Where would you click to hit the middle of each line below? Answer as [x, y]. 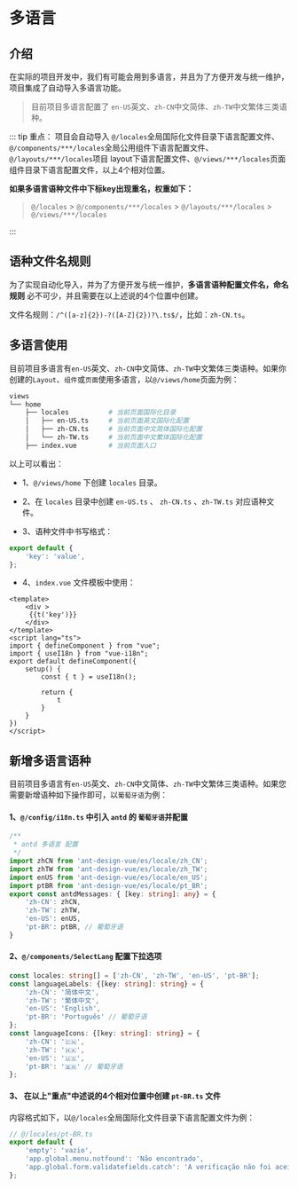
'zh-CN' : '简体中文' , [63, 992]
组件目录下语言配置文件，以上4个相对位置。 [90, 170]
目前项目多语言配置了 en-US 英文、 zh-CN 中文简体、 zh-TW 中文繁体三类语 [159, 106]
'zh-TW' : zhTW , [53, 910]
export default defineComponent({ [73, 662]
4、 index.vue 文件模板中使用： [78, 583]
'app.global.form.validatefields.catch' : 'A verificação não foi [149, 1168]
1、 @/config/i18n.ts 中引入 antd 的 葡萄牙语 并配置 [99, 816]
